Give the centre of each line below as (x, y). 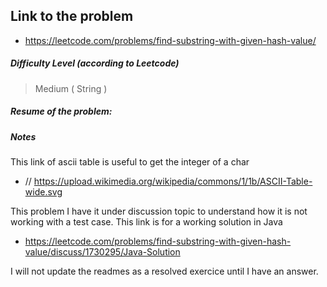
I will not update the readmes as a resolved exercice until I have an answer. (164, 271)
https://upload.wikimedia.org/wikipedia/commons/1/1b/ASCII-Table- (173, 181)
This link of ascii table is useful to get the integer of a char (130, 162)
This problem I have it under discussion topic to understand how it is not (159, 211)
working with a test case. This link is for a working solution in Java (146, 222)
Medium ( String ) (71, 88)
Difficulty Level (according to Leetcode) (95, 63)
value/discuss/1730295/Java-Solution (102, 252)
